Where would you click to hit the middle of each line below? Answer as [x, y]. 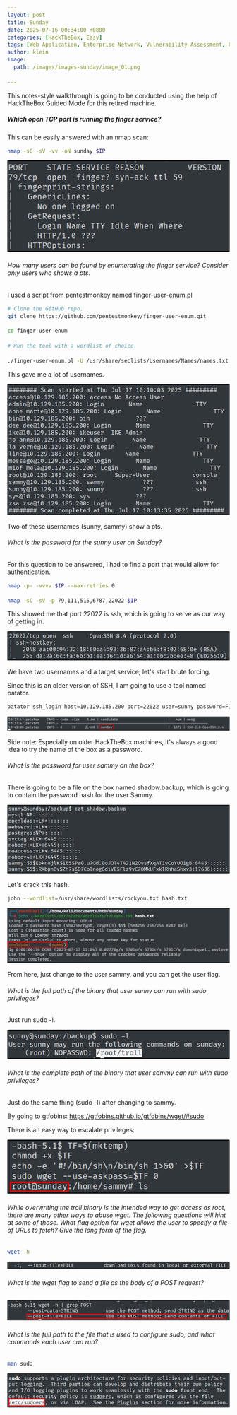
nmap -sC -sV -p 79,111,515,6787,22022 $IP [72, 601]
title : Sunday [28, 22]
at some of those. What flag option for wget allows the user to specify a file [117, 1222]
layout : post [26, 15]
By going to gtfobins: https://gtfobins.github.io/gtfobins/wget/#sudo [106, 1116]
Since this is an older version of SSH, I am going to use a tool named [107, 686]
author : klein [28, 52]
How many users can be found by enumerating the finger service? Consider [118, 266]
